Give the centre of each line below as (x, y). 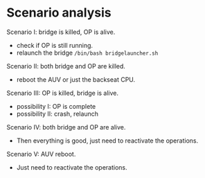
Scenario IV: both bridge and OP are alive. (66, 127)
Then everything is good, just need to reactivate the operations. (107, 141)
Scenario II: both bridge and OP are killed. (66, 66)
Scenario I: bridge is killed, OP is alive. (61, 32)
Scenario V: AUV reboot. (41, 154)
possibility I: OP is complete (56, 106)
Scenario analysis (59, 13)
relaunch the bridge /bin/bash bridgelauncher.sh (87, 53)
